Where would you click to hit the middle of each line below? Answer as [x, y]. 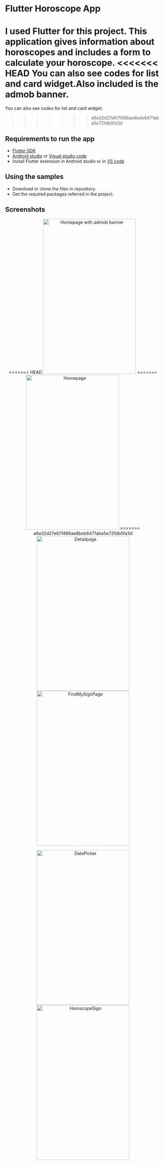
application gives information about [80, 42]
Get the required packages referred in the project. [63, 194]
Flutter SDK [24, 150]
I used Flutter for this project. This [76, 31]
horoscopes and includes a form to [78, 52]
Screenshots [25, 209]
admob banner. [37, 94]
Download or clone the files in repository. [54, 188]
